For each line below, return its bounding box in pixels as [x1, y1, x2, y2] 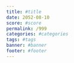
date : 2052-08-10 [6, 14, 50, 20]
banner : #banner [6, 43, 47, 49]
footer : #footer [6, 48, 47, 54]
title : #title [6, 8, 42, 15]
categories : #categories [6, 31, 69, 37]
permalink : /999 [6, 25, 47, 32]
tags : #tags [6, 37, 36, 43]
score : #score [6, 20, 42, 26]
